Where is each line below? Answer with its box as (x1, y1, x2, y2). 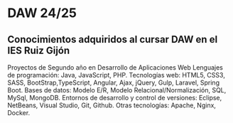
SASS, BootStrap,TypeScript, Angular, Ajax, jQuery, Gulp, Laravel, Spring (7, 78, 220, 87)
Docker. (7, 109, 31, 117)
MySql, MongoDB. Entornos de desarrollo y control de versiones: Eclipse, (7, 94, 222, 102)
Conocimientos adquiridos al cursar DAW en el (7, 33, 218, 46)
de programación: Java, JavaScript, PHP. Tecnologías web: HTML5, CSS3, (7, 71, 225, 79)
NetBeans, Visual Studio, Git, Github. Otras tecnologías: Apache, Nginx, (7, 101, 217, 109)
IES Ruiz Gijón (7, 44, 70, 56)
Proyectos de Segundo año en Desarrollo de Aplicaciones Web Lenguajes (7, 63, 224, 72)
